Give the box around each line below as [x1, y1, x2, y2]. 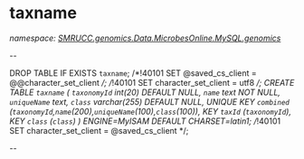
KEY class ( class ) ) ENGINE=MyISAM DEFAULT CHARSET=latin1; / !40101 [9, 116, 281, 126]
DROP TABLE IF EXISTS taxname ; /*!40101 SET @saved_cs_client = [9, 67, 258, 79]
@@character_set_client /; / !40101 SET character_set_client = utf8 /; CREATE [9, 77, 295, 88]
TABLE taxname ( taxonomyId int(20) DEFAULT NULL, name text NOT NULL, [9, 87, 280, 98]
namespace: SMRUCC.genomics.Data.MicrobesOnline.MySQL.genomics [9, 33, 281, 43]
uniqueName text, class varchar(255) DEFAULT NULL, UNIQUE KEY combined [9, 96, 290, 107]
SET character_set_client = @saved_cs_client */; [9, 125, 189, 136]
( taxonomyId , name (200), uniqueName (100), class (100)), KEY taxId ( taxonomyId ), [9, 106, 292, 117]
